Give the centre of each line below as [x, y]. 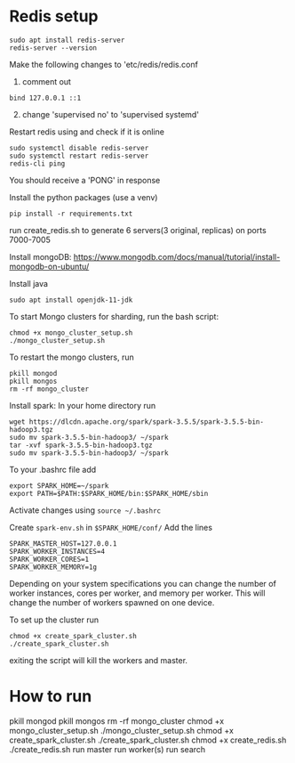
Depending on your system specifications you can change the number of [143, 583]
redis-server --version [53, 48]
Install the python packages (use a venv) [84, 197]
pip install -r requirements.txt [71, 214]
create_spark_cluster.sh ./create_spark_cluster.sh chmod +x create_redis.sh [148, 740]
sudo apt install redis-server [67, 40]
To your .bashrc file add [53, 469]
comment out [46, 81]
